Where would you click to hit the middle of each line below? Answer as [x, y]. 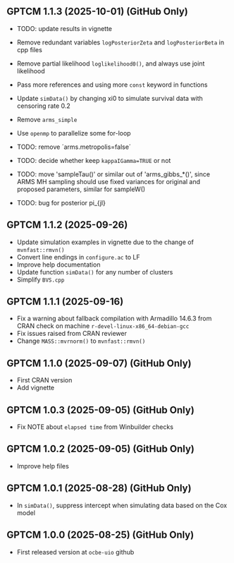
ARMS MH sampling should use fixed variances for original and [109, 181]
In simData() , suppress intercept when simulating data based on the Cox [122, 505]
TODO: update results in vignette [64, 28]
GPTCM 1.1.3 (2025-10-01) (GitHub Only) [97, 12]
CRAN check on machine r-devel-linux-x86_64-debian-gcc [103, 326]
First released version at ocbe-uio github [75, 552]
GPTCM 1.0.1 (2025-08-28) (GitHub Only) [99, 489]
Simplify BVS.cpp [41, 279]
